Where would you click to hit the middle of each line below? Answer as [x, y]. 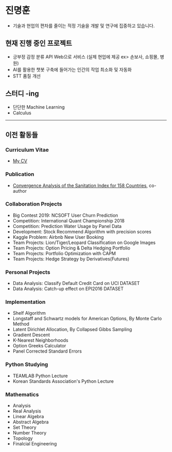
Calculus [22, 113]
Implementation [26, 302]
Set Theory [25, 427]
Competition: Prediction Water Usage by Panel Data [67, 226]
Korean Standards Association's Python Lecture [63, 381]
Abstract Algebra [31, 422]
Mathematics [22, 394]
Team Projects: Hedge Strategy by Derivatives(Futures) [71, 259]
